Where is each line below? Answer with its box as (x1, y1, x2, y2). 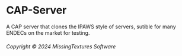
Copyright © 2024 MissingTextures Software (6, 42, 116, 50)
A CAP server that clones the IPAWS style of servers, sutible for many (6, 23, 176, 30)
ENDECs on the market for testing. (6, 29, 90, 36)
